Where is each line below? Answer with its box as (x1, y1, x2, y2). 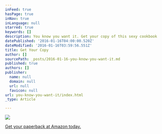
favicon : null (9, 88, 38, 93)
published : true (5, 61, 38, 66)
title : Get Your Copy (5, 47, 49, 52)
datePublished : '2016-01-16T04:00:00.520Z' (5, 39, 95, 44)
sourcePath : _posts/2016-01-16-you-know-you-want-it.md (5, 57, 120, 61)
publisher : (5, 70, 27, 75)
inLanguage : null (5, 20, 40, 26)
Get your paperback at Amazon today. (5, 124, 81, 130)
